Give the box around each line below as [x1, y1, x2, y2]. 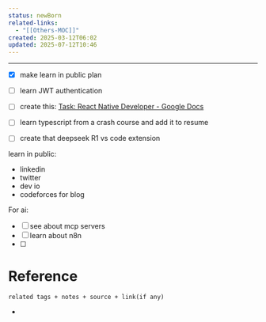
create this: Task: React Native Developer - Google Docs [19, 102, 204, 112]
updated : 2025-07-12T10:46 [8, 41, 97, 49]
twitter [19, 173, 41, 183]
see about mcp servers [29, 222, 105, 231]
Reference [8, 267, 78, 285]
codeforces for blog [19, 190, 85, 199]
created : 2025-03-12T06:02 [8, 33, 97, 42]
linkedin [19, 165, 46, 174]
